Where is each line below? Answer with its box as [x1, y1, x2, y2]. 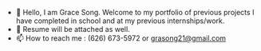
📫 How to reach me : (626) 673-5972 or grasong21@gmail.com [15, 33, 226, 43]
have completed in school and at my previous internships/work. [15, 16, 225, 25]
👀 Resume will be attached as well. [15, 25, 130, 33]
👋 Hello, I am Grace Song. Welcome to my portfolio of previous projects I [15, 8, 255, 17]
